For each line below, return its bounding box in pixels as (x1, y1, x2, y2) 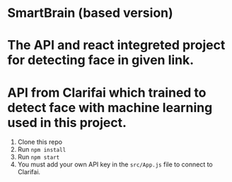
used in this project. (7, 114, 127, 131)
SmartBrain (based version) (7, 5, 173, 21)
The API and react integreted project (7, 37, 226, 54)
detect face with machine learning (7, 99, 213, 116)
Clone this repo (17, 138, 62, 146)
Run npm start (17, 153, 60, 162)
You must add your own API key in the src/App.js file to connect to (17, 160, 214, 169)
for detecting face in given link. (7, 52, 195, 68)
